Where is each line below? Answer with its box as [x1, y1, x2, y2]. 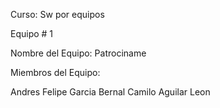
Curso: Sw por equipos [10, 9, 105, 20]
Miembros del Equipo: [10, 67, 101, 78]
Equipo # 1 [10, 28, 54, 39]
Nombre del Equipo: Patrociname [10, 47, 147, 59]
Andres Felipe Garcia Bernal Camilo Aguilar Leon [10, 86, 211, 98]
